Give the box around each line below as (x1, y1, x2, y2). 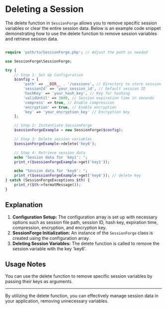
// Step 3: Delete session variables (14, 137, 92, 142)
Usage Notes (5, 260, 46, 269)
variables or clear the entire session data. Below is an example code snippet (5, 25, 161, 31)
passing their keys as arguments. (5, 279, 73, 285)
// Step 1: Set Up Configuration (14, 72, 83, 78)
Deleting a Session (5, 3, 84, 15)
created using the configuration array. (12, 235, 90, 241)
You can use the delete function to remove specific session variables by (5, 273, 153, 279)
